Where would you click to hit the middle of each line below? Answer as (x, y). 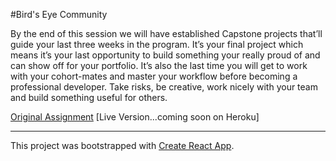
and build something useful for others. (89, 97)
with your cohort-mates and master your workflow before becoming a (154, 76)
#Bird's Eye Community (59, 14)
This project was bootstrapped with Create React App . (122, 145)
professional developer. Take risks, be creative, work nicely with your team (164, 87)
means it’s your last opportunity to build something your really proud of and (165, 55)
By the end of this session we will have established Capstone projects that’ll (166, 33)
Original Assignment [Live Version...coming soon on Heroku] (135, 117)
